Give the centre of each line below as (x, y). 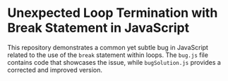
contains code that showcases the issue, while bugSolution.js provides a (114, 62)
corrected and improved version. (55, 70)
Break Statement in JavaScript (98, 28)
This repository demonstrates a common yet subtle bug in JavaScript (108, 47)
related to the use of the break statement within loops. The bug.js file (108, 55)
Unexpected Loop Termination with (113, 13)
